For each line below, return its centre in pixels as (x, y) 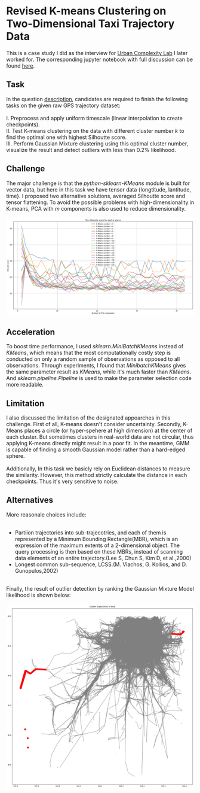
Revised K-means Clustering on (86, 11)
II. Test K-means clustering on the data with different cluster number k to (95, 130)
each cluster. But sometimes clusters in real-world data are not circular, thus (100, 437)
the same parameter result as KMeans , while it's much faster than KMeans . (99, 372)
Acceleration (31, 332)
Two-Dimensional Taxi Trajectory (90, 24)
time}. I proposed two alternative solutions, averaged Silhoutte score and (96, 196)
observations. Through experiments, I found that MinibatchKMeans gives (96, 366)
